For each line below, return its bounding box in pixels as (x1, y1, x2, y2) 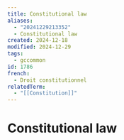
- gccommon (13, 57, 46, 64)
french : (7, 70, 30, 77)
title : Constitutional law (7, 10, 87, 18)
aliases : (7, 17, 33, 24)
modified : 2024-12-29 (7, 43, 72, 50)
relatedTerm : (7, 83, 46, 90)
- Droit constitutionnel (13, 76, 87, 84)
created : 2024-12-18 (7, 37, 69, 44)
